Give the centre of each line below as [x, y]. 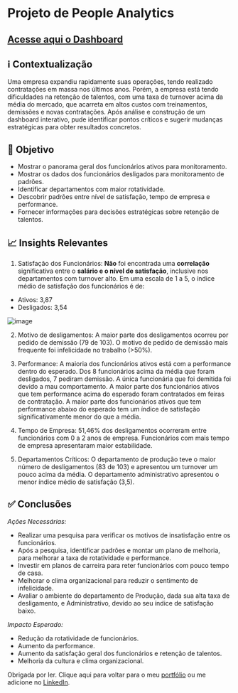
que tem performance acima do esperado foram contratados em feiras [121, 394]
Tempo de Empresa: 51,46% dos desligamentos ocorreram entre [112, 431]
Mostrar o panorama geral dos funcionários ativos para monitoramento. [122, 167]
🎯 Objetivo [31, 150]
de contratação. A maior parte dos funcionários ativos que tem [109, 402]
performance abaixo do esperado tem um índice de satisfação [109, 409]
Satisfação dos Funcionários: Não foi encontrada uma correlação [113, 264]
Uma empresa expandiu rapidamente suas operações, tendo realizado [110, 82]
